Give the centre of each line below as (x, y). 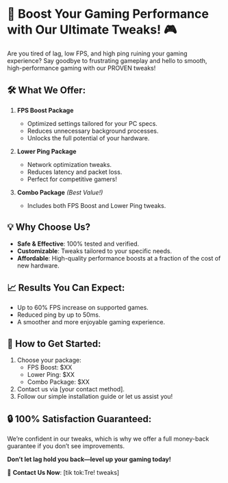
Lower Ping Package (47, 151)
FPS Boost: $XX (50, 367)
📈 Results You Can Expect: (66, 288)
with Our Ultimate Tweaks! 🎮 (92, 30)
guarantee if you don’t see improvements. (66, 446)
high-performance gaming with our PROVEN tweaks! (81, 68)
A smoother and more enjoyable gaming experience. (91, 322)
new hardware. (38, 265)
